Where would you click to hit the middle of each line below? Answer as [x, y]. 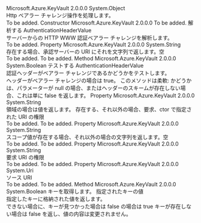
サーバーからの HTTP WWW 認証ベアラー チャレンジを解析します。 [89, 38]
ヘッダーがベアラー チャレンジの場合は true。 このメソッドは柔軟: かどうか [99, 80]
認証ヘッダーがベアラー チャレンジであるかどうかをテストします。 [88, 73]
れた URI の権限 [25, 117]
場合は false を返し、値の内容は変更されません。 [71, 214]
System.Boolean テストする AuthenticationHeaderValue [75, 65]
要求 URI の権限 [25, 157]
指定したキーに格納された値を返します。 [56, 199]
